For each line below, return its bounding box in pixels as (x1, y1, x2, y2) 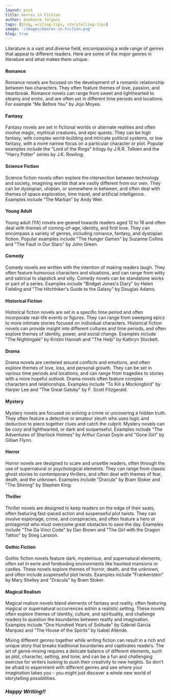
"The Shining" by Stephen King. (5, 482, 72, 488)
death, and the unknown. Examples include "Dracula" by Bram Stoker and (5, 476, 160, 482)
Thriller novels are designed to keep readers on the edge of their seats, (5, 505, 155, 511)
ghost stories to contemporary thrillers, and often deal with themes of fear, (5, 471, 162, 477)
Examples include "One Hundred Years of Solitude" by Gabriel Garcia (5, 622, 151, 628)
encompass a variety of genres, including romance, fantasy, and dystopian (5, 230, 163, 236)
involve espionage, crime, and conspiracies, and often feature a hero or (5, 516, 156, 522)
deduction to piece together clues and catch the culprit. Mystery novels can (5, 420, 165, 427)
